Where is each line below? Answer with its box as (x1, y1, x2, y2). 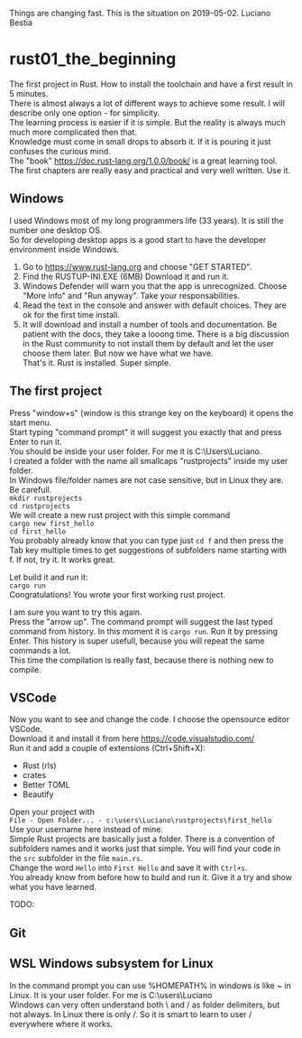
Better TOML (22, 780, 70, 791)
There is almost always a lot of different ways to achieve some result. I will (9, 97, 286, 108)
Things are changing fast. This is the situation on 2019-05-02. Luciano (9, 8, 271, 18)
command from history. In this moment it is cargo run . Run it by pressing (9, 626, 278, 636)
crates (22, 770, 47, 781)
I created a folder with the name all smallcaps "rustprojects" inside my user (9, 455, 288, 466)
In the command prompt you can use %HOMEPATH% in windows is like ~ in (9, 979, 291, 991)
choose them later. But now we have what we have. (22, 348, 214, 358)
